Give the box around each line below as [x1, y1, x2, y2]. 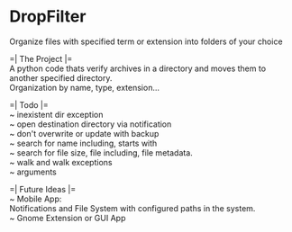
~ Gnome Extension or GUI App [9, 212, 126, 223]
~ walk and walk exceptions [9, 156, 113, 167]
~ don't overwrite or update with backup [9, 128, 160, 138]
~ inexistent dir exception [9, 109, 104, 120]
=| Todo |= [9, 99, 50, 110]
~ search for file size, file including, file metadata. [9, 147, 194, 158]
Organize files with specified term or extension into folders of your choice [9, 36, 283, 47]
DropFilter [9, 6, 87, 27]
